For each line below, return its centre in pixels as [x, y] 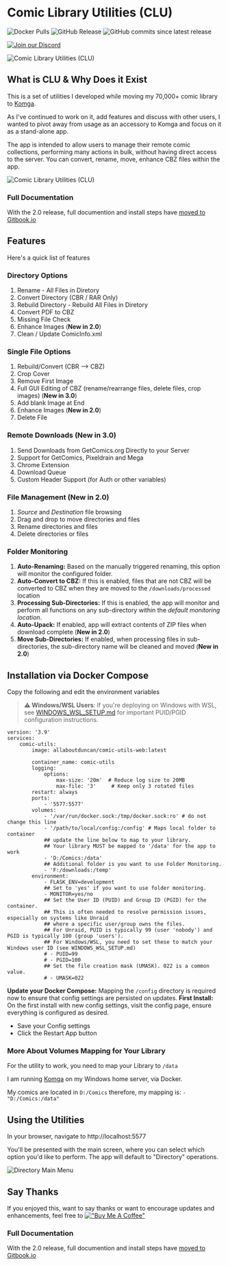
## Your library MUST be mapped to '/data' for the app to [129, 846]
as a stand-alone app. [38, 131]
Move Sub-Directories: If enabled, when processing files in [101, 639]
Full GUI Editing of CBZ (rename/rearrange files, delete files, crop [109, 388]
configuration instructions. [61, 720]
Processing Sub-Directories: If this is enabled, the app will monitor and [118, 603]
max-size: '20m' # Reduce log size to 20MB [121, 780]
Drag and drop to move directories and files [78, 519]
